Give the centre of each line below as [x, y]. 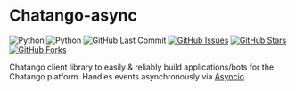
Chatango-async [74, 16]
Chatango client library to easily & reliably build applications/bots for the [142, 67]
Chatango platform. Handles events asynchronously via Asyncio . [128, 76]
